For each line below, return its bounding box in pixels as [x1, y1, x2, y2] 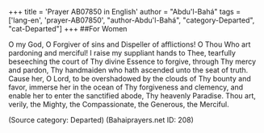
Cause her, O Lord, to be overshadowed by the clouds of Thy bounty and [8, 74, 252, 83]
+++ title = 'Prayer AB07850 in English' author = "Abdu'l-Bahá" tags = [8, 7, 241, 16]
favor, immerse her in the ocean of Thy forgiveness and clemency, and [8, 82, 244, 92]
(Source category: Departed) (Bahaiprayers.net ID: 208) [8, 115, 194, 124]
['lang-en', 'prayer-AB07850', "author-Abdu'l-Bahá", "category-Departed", [8, 15, 255, 25]
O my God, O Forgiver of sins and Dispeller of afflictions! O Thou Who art [8, 39, 251, 49]
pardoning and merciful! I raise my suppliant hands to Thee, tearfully [8, 48, 237, 57]
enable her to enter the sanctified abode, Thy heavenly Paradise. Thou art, [8, 91, 257, 100]
